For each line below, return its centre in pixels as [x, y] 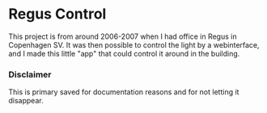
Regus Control [57, 14]
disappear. [26, 101]
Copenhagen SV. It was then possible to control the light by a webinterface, [134, 44]
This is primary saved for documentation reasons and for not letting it [124, 92]
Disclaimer [30, 74]
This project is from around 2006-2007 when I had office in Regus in [123, 36]
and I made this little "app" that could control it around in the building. [124, 53]
